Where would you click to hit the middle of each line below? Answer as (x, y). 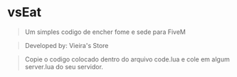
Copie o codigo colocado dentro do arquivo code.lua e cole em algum (127, 59)
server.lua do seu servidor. (64, 66)
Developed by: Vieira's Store (67, 45)
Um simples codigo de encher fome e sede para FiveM (105, 32)
